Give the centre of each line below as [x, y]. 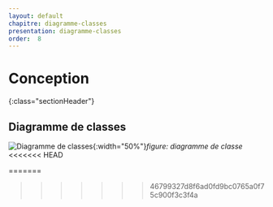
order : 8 [25, 39]
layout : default [36, 16]
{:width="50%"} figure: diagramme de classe [167, 146]
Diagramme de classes [67, 127]
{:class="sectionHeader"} [52, 101]
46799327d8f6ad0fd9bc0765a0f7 [207, 186]
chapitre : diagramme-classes [58, 24]
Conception [49, 79]
